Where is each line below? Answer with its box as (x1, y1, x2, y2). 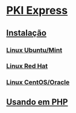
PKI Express (6, 4, 68, 18)
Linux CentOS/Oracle (6, 78, 70, 86)
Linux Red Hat (6, 62, 48, 70)
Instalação (6, 28, 47, 38)
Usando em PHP (6, 97, 68, 107)
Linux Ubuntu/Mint (6, 46, 62, 54)
